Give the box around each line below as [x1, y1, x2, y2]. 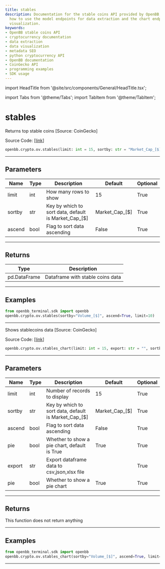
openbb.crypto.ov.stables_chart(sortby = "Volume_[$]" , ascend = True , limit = [5, 554, 162, 559]
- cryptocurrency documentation [5, 35, 71, 40]
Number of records [46, 387, 90, 394]
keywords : [5, 26, 26, 31]
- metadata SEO [5, 48, 36, 53]
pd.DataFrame [7, 274, 41, 281]
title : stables [5, 7, 36, 12]
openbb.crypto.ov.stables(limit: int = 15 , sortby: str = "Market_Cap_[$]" [5, 147, 164, 152]
